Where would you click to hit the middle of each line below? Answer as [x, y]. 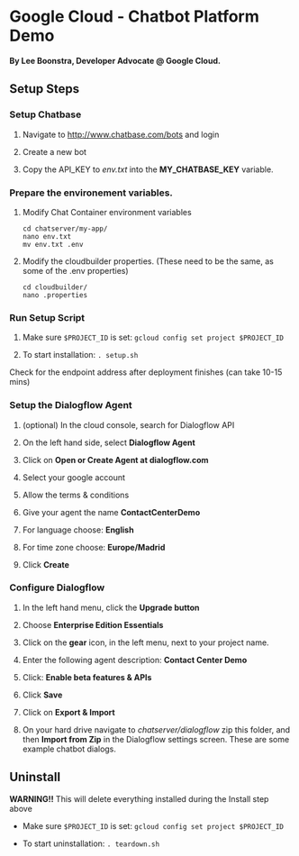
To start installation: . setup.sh [80, 355]
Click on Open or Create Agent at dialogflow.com [115, 460]
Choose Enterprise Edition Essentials [93, 624]
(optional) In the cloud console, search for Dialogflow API [128, 424]
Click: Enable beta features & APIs [87, 677]
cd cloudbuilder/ [55, 287]
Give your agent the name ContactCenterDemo [111, 512]
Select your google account [74, 477]
